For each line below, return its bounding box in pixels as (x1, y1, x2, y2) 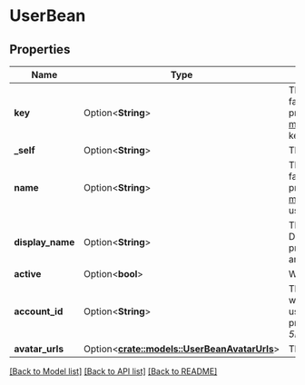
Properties (9, 42, 71, 57)
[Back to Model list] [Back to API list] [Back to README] (9, 366, 218, 377)
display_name (14, 236, 75, 248)
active (14, 268, 42, 280)
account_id (14, 305, 64, 318)
